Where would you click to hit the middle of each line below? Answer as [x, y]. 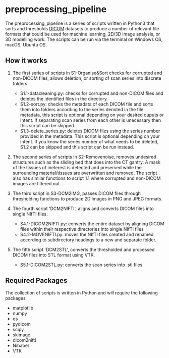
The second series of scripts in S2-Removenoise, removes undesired [84, 157]
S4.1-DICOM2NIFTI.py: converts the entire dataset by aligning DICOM [92, 224]
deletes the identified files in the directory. [64, 98]
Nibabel [21, 345]
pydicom [22, 324]
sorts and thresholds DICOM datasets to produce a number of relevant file [82, 28]
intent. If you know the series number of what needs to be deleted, [89, 141]
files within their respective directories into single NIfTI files [82, 229]
